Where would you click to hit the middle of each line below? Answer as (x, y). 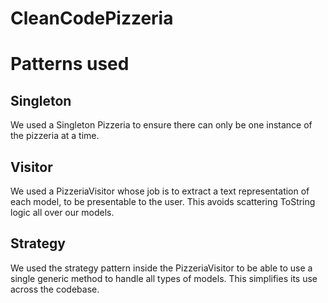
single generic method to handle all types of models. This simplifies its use (164, 278)
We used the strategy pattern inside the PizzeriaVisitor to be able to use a (161, 268)
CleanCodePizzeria (92, 18)
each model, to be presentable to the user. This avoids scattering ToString (163, 201)
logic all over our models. (62, 212)
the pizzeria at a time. (55, 136)
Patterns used (70, 64)
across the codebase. (55, 289)
